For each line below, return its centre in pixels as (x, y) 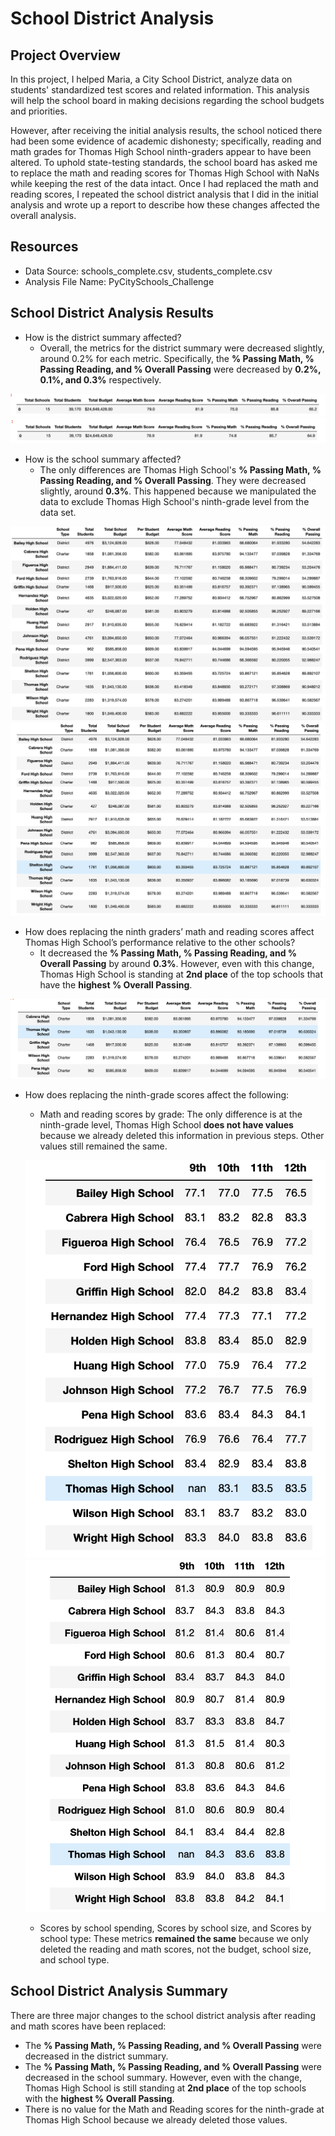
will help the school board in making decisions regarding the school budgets (167, 100)
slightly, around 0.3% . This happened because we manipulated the (178, 491)
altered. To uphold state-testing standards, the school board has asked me (164, 162)
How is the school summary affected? (103, 459)
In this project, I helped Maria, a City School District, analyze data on (151, 79)
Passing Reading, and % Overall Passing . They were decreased (173, 481)
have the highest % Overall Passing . (116, 985)
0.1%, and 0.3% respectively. (100, 379)
